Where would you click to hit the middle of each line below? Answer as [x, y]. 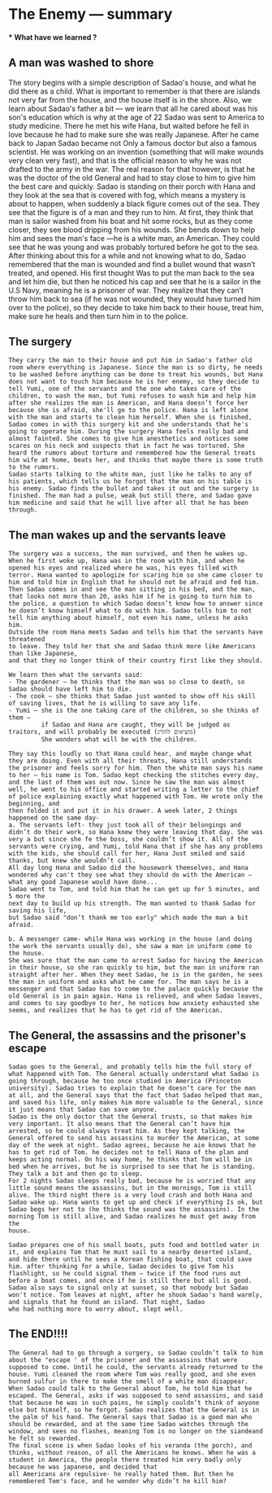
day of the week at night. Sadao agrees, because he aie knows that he [132, 1145]
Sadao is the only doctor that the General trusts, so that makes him [130, 1117]
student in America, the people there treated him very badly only [125, 1460]
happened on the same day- [54, 818]
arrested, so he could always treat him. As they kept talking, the [127, 1131]
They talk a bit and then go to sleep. [76, 1174]
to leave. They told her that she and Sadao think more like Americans [132, 647]
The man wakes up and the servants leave [117, 535]
